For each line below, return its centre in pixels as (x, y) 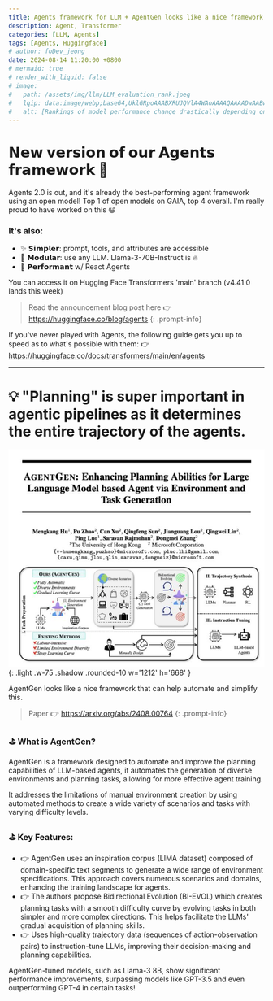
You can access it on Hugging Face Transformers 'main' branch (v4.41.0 (129, 283)
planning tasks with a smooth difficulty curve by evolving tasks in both (138, 907)
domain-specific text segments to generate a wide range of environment (142, 869)
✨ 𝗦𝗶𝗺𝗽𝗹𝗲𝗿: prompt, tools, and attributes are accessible (114, 249)
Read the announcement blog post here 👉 (100, 307)
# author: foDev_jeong (47, 52)
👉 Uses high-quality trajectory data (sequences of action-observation (139, 934)
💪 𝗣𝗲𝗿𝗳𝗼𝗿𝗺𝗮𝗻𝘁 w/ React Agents (75, 267)
